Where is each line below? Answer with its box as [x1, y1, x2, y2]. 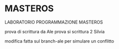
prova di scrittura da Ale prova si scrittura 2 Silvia [4, 28, 105, 34]
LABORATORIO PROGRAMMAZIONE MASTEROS [4, 19, 103, 25]
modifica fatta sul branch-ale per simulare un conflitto [4, 38, 115, 44]
